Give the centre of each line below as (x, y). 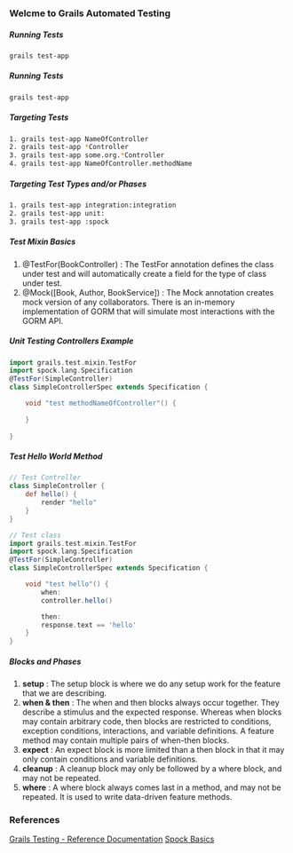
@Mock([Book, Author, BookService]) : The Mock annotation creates (148, 292)
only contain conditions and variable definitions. (110, 759)
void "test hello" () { (67, 584)
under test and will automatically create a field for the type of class (144, 273)
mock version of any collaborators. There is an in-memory (128, 302)
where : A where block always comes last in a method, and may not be (151, 787)
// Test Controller (45, 478)
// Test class (36, 535)
